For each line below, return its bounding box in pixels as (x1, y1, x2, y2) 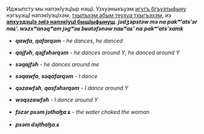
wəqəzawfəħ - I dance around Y (15, 96, 98, 103)
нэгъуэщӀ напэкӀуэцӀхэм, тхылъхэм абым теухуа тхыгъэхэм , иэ (6, 12, 172, 19)
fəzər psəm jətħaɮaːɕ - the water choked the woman (15, 108, 150, 115)
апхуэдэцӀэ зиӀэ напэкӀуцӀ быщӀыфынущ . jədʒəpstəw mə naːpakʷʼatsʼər (6, 18, 197, 25)
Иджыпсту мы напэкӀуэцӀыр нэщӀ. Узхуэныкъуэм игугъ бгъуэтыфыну (6, 5, 186, 12)
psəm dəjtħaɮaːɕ (15, 121, 60, 128)
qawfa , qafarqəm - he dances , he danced (15, 37, 123, 44)
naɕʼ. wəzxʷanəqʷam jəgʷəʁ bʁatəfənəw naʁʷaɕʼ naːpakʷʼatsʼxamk (6, 25, 184, 32)
